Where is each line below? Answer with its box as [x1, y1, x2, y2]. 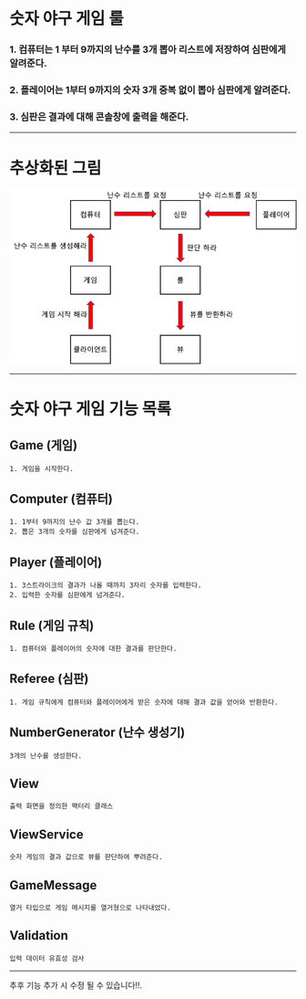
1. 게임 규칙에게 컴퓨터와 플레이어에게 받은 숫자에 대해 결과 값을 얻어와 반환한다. [9, 698, 280, 707]
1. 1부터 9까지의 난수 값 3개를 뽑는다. [9, 518, 140, 527]
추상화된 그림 [9, 157, 102, 178]
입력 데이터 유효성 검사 [9, 953, 85, 963]
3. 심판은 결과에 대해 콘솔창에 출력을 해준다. [9, 110, 189, 123]
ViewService [9, 826, 84, 842]
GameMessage [9, 878, 97, 893]
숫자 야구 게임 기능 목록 [9, 398, 172, 419]
